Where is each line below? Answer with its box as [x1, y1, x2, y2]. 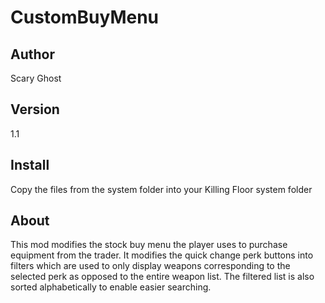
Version [10, 101, 60, 118]
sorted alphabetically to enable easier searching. [10, 281, 212, 293]
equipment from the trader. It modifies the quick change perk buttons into [10, 249, 314, 261]
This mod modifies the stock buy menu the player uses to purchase [10, 239, 288, 251]
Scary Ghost [10, 72, 62, 84]
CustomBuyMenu [10, 6, 160, 29]
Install [10, 157, 50, 174]
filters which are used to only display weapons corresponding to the [10, 260, 291, 272]
